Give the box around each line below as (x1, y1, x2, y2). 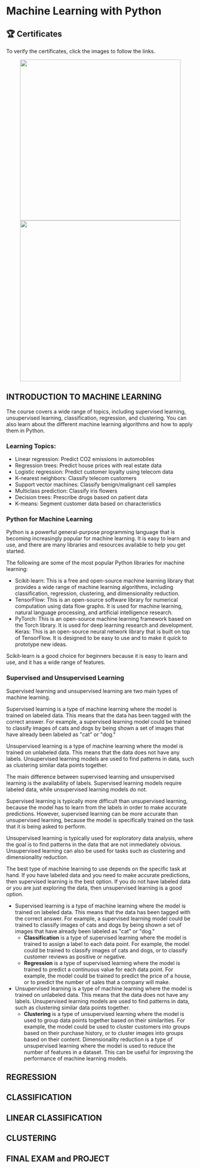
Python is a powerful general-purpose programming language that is (6, 529, 175, 536)
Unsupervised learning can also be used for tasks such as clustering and (6, 847, 186, 854)
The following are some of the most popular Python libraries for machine (6, 559, 185, 566)
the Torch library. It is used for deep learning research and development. (14, 621, 193, 629)
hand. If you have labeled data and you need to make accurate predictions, (6, 871, 190, 878)
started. (6, 548, 26, 555)
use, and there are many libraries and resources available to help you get (6, 541, 186, 548)
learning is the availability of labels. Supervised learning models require (6, 779, 182, 787)
